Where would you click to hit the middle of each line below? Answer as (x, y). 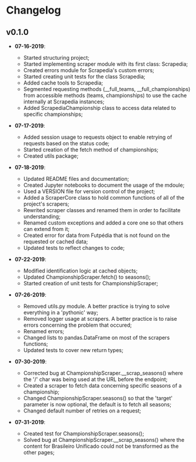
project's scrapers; (46, 204)
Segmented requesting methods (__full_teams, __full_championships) (107, 89)
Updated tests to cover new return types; (73, 350)
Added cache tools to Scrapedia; (63, 83)
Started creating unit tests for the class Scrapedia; (84, 77)
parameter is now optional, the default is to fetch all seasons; (97, 404)
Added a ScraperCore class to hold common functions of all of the (104, 198)
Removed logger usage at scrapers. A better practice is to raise (100, 319)
